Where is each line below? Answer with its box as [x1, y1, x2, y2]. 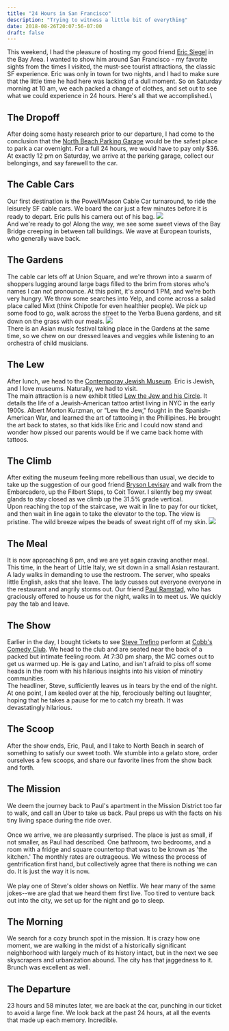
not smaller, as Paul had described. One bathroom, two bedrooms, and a [7, 838, 211, 846]
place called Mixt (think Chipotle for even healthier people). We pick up [7, 301, 207, 309]
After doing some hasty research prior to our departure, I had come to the [7, 130, 215, 138]
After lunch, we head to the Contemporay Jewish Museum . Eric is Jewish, [7, 377, 215, 385]
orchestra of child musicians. [7, 339, 89, 347]
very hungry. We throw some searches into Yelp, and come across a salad [7, 294, 216, 303]
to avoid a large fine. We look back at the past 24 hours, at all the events [7, 1009, 211, 1017]
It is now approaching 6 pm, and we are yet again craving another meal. [7, 556, 210, 565]
